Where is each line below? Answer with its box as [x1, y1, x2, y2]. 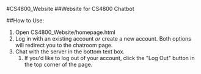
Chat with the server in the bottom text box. [15, 48, 125, 55]
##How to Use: [6, 17, 45, 24]
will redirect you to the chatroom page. [15, 42, 113, 49]
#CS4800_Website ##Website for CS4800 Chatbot [6, 5, 134, 12]
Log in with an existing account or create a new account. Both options [15, 35, 191, 42]
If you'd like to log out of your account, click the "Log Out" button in [24, 55, 195, 61]
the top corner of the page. [24, 61, 93, 68]
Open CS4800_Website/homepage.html [15, 29, 115, 36]
